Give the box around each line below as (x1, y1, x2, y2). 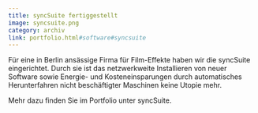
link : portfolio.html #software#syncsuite (8, 33, 147, 42)
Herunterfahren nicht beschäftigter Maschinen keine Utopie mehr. (8, 81, 222, 90)
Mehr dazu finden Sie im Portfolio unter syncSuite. (8, 96, 172, 105)
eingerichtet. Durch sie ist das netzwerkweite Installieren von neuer (8, 64, 227, 73)
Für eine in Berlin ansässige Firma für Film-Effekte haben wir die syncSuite (8, 55, 251, 65)
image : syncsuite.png (8, 19, 80, 27)
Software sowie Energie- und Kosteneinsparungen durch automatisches (8, 72, 242, 81)
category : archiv (8, 26, 65, 34)
